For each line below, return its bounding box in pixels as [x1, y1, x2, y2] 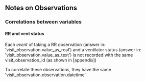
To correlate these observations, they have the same [5, 66, 112, 72]
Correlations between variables [5, 19, 82, 25]
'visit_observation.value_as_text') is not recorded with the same [5, 52, 133, 58]
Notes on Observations [5, 4, 77, 12]
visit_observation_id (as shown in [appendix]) [5, 57, 97, 63]
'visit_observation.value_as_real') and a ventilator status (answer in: [5, 46, 142, 53]
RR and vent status [5, 30, 45, 36]
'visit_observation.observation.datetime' [5, 72, 86, 78]
